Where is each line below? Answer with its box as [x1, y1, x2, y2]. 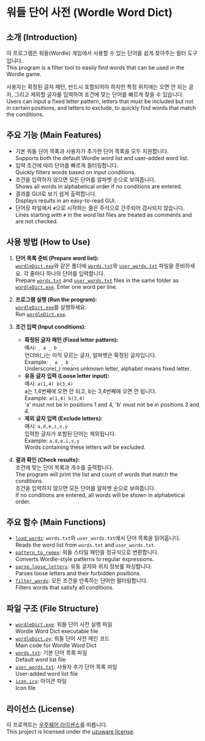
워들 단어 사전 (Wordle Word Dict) [6, 6, 173, 20]
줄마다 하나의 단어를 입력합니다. [29, 269, 105, 277]
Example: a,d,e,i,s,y [24, 437, 80, 444]
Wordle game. [6, 71, 42, 77]
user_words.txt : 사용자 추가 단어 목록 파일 [15, 663, 117, 670]
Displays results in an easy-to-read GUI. [15, 197, 116, 204]
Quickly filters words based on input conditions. [15, 168, 136, 175]
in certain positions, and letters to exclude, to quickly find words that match [6, 104, 196, 111]
